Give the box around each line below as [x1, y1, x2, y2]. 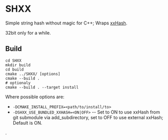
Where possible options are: [5, 94, 65, 100]
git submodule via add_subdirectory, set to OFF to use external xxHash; [12, 114, 163, 120]
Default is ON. [12, 120, 42, 126]
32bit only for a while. [5, 30, 51, 36]
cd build [5, 67, 24, 72]
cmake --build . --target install [5, 85, 79, 90]
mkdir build [5, 62, 31, 68]
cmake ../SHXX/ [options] [5, 71, 60, 76]
